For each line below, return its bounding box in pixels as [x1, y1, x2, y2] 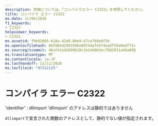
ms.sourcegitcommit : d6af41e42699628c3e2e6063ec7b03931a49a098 [5, 47, 136, 52]
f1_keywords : [5, 20, 32, 26]
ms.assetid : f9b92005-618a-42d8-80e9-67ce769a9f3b [5, 39, 110, 44]
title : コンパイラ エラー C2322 [5, 12, 65, 16]
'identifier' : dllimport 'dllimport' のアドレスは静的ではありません [5, 105, 133, 110]
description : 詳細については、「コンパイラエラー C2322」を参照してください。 [5, 7, 146, 12]
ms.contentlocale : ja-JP [5, 57, 55, 62]
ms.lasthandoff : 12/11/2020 [5, 61, 62, 66]
